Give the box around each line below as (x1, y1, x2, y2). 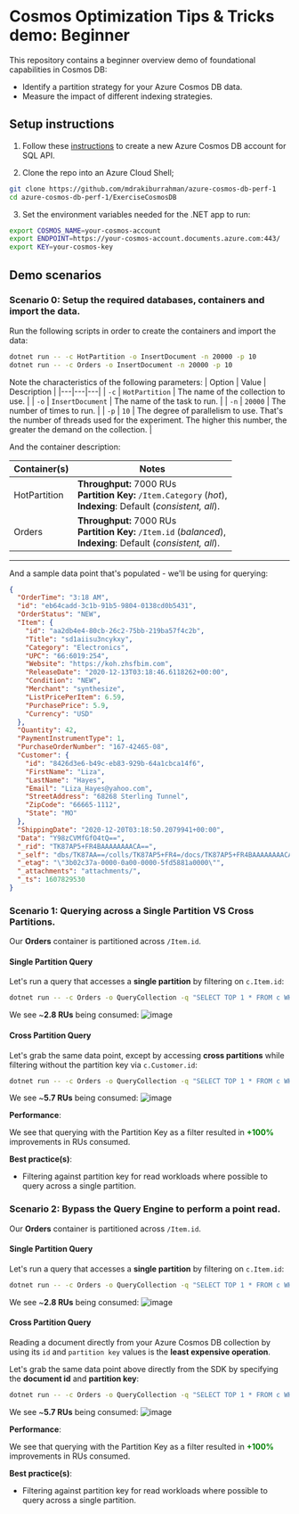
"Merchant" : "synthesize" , (25, 685, 125, 694)
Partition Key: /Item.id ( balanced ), (77, 525, 227, 538)
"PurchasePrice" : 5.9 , (25, 701, 109, 710)
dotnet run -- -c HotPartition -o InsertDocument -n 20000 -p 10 (9, 352, 256, 361)
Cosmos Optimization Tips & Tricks (9, 6, 275, 27)
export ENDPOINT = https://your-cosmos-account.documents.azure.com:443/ (9, 235, 280, 243)
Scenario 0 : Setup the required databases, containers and (9, 294, 265, 307)
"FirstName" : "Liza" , (25, 767, 105, 777)
